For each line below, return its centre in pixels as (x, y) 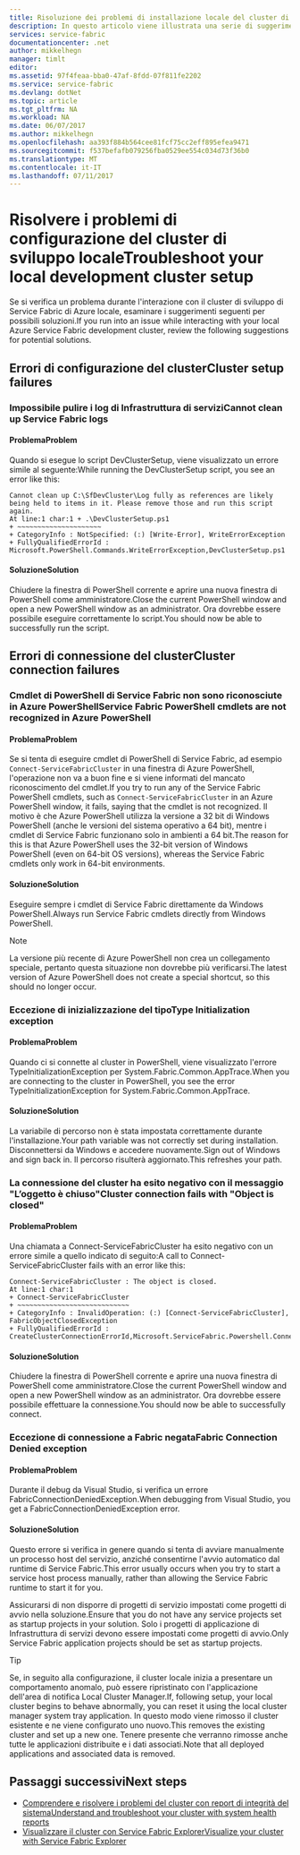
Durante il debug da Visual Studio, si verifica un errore (109, 1490)
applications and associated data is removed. (92, 1753)
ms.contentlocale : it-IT (55, 167)
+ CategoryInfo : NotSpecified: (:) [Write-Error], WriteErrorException (147, 534)
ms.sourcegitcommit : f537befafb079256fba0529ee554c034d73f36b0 (129, 150)
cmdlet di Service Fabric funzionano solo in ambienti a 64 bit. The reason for (149, 835)
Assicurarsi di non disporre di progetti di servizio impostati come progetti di (148, 1604)
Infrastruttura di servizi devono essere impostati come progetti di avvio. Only (149, 1633)
